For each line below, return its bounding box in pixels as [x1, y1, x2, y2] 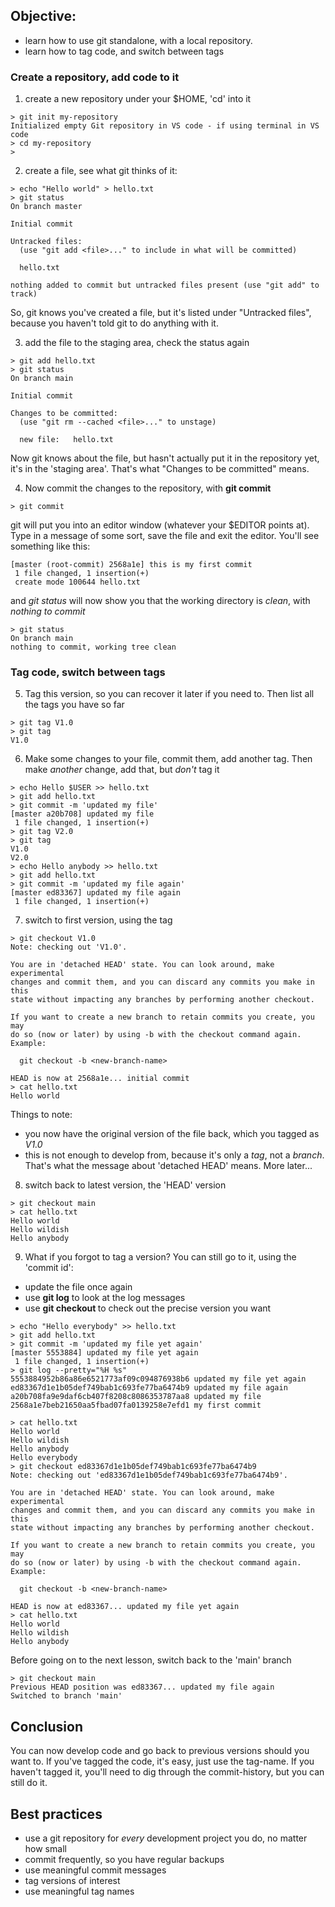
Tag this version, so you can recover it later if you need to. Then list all [24, 688, 315, 700]
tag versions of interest [24, 1875, 121, 1887]
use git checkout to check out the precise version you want [24, 1302, 272, 1314]
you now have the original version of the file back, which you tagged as [24, 1128, 320, 1140]
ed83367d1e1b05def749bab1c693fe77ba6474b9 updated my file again [10, 1383, 288, 1393]
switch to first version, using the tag [24, 914, 173, 926]
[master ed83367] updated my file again [10, 888, 182, 898]
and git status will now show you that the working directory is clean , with [10, 595, 311, 607]
